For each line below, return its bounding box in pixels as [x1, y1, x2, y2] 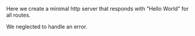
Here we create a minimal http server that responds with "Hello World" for [6, 5, 189, 12]
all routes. [6, 11, 31, 19]
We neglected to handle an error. [6, 23, 88, 30]
